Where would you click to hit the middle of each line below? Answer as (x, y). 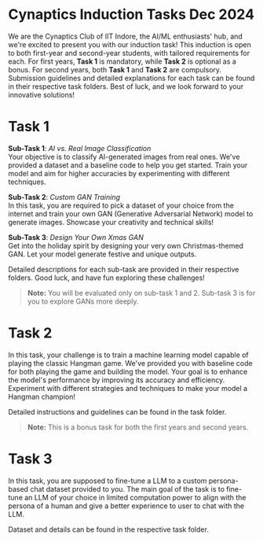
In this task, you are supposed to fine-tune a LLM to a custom (108, 481)
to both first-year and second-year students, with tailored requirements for (129, 53)
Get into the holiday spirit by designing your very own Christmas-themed (126, 245)
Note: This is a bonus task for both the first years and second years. (138, 427)
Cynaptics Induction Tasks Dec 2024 (131, 15)
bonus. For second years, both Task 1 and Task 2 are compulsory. (115, 69)
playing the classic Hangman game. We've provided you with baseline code (130, 363)
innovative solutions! (41, 94)
